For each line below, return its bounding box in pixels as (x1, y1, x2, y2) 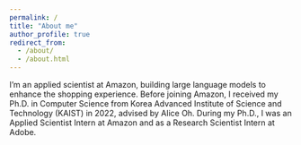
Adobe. (9, 127, 37, 137)
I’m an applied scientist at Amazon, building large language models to (9, 80, 267, 90)
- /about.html (17, 55, 70, 64)
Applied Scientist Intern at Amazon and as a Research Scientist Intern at (9, 117, 276, 128)
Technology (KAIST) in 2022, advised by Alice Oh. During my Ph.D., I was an (9, 108, 292, 118)
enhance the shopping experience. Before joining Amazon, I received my (9, 89, 279, 99)
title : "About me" (9, 21, 78, 30)
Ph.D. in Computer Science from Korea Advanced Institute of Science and (9, 98, 282, 108)
